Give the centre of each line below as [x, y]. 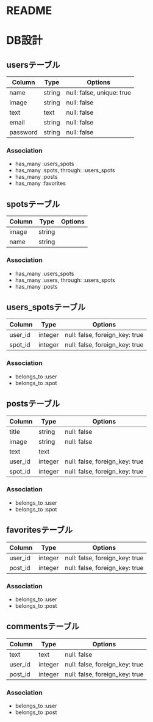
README [29, 11]
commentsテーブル [43, 626]
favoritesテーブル [40, 530]
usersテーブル [33, 65]
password [23, 132]
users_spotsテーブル [46, 307]
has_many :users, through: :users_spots [65, 280]
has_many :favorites [40, 183]
